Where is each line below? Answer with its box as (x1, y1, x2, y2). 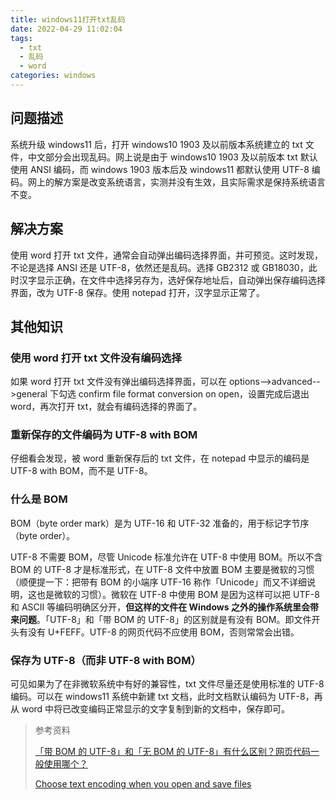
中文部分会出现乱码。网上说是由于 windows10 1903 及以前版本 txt (27, 151, 298, 163)
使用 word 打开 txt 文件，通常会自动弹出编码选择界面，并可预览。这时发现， (10, 249, 324, 261)
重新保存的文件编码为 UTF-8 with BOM (10, 428, 198, 442)
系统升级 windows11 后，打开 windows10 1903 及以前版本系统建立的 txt (10, 138, 303, 150)
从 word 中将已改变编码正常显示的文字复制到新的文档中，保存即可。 (10, 703, 291, 715)
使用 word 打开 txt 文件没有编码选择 (10, 351, 182, 365)
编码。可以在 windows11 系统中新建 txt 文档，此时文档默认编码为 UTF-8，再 (10, 691, 323, 703)
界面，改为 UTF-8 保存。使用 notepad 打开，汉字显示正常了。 (10, 286, 265, 298)
